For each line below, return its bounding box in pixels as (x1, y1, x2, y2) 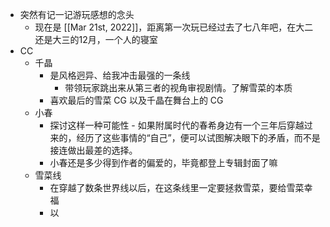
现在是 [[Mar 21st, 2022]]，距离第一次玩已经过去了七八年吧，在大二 (34, 21, 314, 33)
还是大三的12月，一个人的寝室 (34, 34, 158, 45)
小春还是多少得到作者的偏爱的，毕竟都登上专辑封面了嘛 (49, 157, 278, 168)
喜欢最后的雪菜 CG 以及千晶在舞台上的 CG (49, 94, 224, 106)
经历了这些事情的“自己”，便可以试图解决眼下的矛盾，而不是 (76, 132, 321, 143)
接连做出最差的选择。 (49, 144, 138, 156)
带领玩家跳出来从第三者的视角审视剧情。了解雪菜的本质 (64, 82, 293, 93)
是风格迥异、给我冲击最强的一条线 (49, 69, 191, 81)
